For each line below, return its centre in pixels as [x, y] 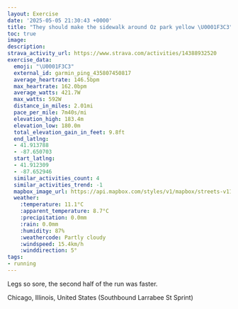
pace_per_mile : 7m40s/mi [50, 112]
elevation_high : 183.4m [49, 119]
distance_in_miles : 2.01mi [53, 106]
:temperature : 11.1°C [52, 205]
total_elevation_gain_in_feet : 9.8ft [69, 132]
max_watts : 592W [38, 100]
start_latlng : [34, 159]
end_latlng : [32, 139]
